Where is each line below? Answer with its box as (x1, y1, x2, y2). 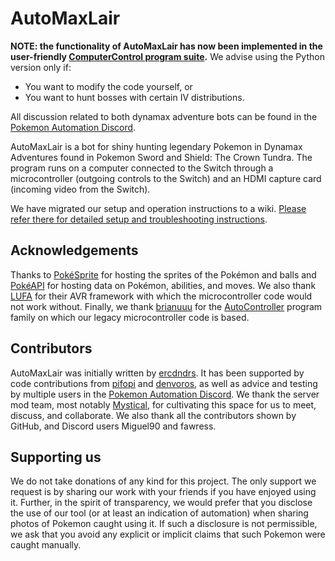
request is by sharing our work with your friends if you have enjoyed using (10, 486, 317, 498)
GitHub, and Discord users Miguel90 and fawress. (10, 420, 217, 432)
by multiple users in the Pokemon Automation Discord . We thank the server (10, 388, 320, 400)
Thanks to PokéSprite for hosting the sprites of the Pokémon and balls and (10, 268, 317, 281)
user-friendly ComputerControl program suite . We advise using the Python (10, 50, 325, 62)
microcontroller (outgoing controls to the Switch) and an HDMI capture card (10, 172, 322, 184)
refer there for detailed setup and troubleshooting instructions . (10, 213, 268, 225)
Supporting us (10, 448, 102, 466)
